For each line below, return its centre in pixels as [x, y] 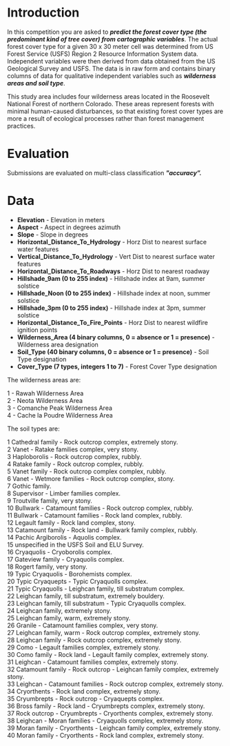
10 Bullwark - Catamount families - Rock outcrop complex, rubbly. [101, 508]
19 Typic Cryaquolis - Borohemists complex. [70, 573]
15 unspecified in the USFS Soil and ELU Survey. [76, 544]
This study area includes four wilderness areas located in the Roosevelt [108, 96]
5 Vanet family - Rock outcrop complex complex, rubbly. [87, 471]
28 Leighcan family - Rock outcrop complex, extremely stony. [94, 640]
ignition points [37, 330]
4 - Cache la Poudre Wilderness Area [60, 415]
